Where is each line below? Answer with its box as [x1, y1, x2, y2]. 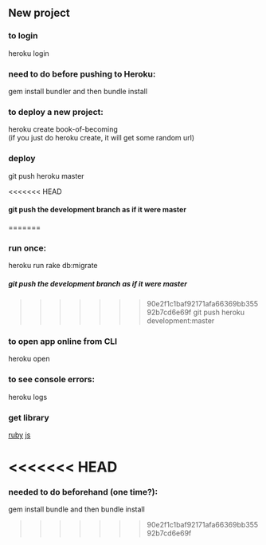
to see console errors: [8, 374, 96, 385]
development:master [147, 316, 215, 326]
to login [8, 30, 38, 41]
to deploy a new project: [8, 106, 104, 117]
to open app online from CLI [8, 335, 118, 346]
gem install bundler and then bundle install [8, 86, 148, 96]
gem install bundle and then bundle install [8, 504, 145, 514]
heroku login [8, 48, 49, 58]
